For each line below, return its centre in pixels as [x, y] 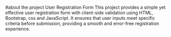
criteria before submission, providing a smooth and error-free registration [82, 23]
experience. [18, 29]
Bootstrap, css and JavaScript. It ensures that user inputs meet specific [80, 18]
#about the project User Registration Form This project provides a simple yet [85, 7]
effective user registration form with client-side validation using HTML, [79, 13]
